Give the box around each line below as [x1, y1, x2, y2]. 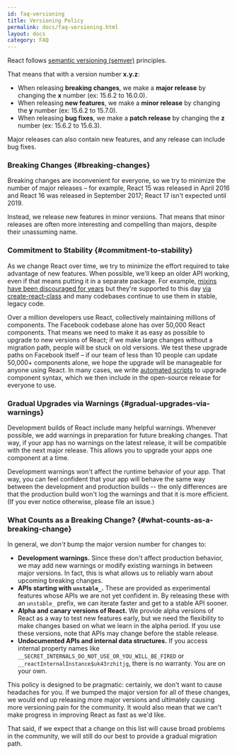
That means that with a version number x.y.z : [7, 70, 140, 79]
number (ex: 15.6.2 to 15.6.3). [17, 121, 102, 130]
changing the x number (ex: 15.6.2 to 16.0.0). [17, 91, 147, 100]
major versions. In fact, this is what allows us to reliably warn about [17, 569, 214, 578]
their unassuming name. [7, 228, 78, 236]
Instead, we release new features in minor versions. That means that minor [7, 213, 225, 221]
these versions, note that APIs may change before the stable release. [17, 629, 219, 638]
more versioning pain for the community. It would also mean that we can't [7, 703, 222, 712]
